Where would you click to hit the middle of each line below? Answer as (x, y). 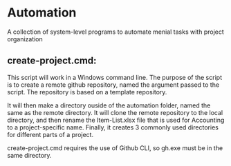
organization (25, 39)
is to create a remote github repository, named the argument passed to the (113, 85)
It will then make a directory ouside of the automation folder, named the (109, 105)
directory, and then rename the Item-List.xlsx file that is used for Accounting (116, 120)
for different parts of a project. (50, 134)
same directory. (29, 155)
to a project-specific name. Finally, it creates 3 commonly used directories (113, 127)
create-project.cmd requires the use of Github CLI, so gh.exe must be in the (115, 148)
